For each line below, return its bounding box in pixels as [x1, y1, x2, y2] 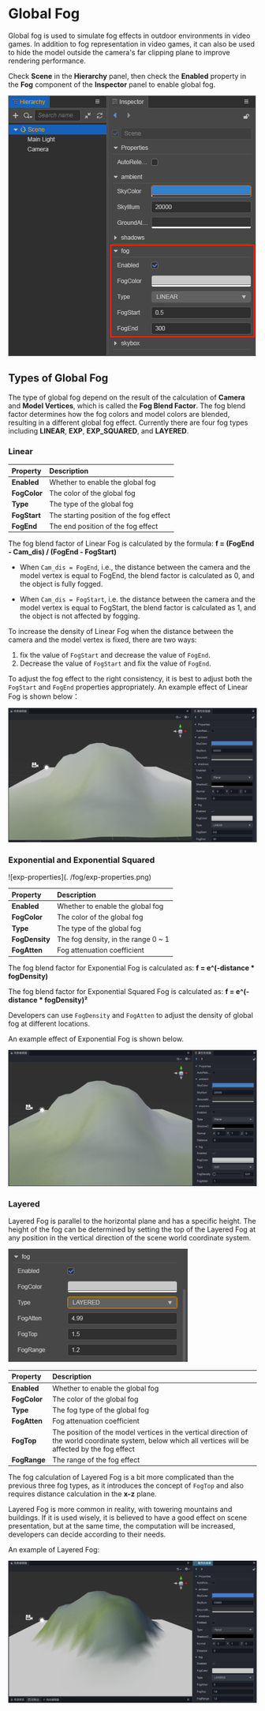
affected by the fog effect [52, 1444, 136, 1454]
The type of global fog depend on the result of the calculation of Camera [8, 392, 245, 402]
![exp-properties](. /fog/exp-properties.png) [8, 872, 152, 882]
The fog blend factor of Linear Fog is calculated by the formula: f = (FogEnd [8, 538, 255, 549]
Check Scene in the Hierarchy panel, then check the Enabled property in [8, 71, 247, 81]
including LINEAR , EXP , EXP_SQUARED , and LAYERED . [8, 426, 189, 435]
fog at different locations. [8, 1019, 91, 1028]
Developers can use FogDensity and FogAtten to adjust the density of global [8, 1010, 254, 1019]
